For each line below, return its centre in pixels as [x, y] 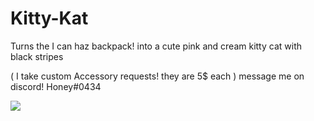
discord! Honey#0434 [56, 86]
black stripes [37, 56]
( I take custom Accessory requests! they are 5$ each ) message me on [157, 76]
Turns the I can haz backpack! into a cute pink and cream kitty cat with [156, 46]
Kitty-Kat [49, 18]
